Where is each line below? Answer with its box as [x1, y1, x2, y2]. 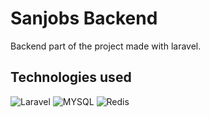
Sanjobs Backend [10, 7, 158, 30]
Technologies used [10, 69, 132, 86]
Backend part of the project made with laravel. [10, 40, 202, 52]
